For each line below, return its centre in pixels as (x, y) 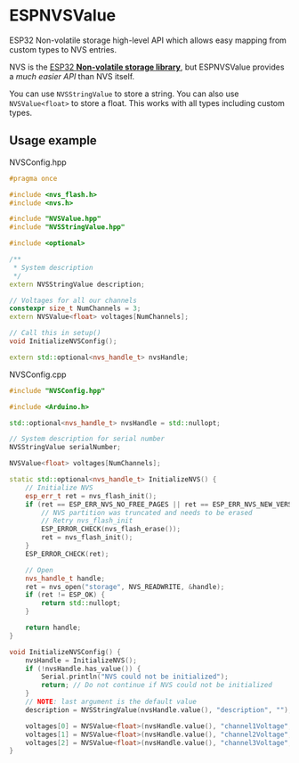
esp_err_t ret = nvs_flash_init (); (91, 496)
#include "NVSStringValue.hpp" (67, 227)
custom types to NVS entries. (63, 49)
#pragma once (33, 178)
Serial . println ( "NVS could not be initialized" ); (135, 677)
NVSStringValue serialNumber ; (65, 447)
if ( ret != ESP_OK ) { (65, 595)
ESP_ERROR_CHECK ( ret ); (67, 554)
